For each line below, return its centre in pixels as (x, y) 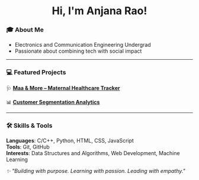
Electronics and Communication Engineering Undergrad (83, 45)
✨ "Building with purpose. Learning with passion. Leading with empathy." (96, 171)
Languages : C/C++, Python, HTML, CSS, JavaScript (70, 141)
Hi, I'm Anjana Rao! (99, 11)
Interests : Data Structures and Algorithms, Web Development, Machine (93, 153)
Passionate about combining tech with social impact (78, 51)
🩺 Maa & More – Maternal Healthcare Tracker (63, 88)
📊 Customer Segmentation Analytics (53, 102)
